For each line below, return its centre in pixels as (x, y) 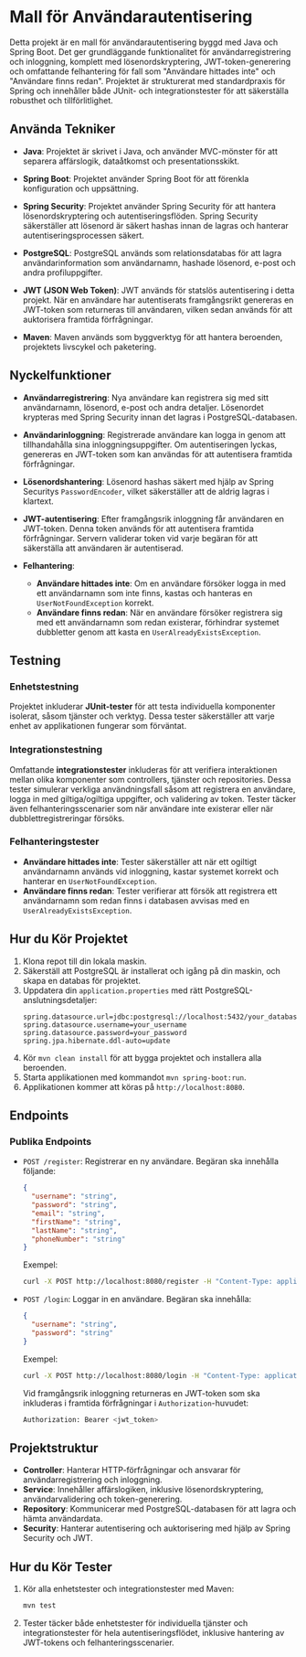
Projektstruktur (54, 1448)
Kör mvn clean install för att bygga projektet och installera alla (142, 1057)
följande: (39, 1171)
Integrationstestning (56, 750)
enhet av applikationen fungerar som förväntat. (98, 726)
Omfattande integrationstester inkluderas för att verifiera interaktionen (143, 769)
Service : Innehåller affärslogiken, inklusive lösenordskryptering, (143, 1490)
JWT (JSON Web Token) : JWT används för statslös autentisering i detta (158, 290)
